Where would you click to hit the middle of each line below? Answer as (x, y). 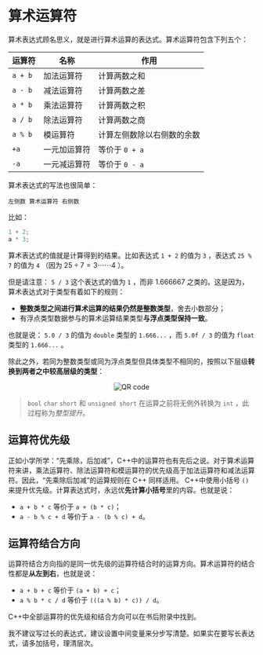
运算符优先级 (39, 440)
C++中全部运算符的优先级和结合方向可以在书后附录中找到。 (104, 617)
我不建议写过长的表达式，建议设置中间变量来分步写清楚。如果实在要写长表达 (131, 634)
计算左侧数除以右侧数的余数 (150, 134)
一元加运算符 (67, 149)
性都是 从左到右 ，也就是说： (53, 573)
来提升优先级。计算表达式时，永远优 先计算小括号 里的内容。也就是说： (121, 490)
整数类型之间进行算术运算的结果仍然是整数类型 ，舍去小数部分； (122, 308)
